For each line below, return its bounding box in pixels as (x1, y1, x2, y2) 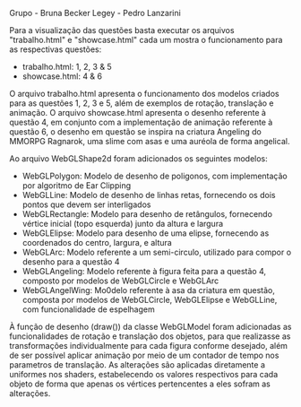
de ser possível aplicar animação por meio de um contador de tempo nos (9, 350, 279, 360)
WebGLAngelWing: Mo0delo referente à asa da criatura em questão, (21, 285, 276, 295)
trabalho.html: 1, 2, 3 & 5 (21, 62, 112, 72)
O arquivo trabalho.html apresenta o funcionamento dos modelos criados (9, 89, 279, 99)
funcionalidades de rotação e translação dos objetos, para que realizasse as (9, 331, 291, 342)
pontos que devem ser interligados (21, 199, 151, 210)
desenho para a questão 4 (21, 256, 120, 267)
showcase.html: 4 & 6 (21, 71, 103, 82)
